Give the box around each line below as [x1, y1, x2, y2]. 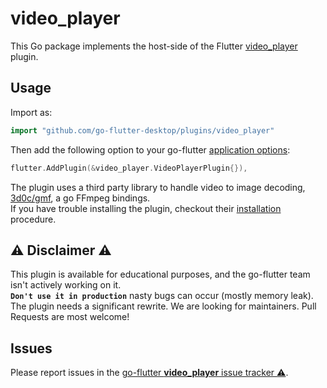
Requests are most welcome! [10, 311, 130, 323]
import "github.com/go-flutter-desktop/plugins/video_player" [10, 125, 275, 136]
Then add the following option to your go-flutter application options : [10, 143, 291, 156]
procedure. [10, 213, 57, 225]
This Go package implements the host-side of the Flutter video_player [10, 40, 298, 52]
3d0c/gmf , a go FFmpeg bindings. [10, 192, 151, 204]
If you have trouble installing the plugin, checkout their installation [10, 202, 282, 214]
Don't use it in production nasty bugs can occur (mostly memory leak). [10, 290, 314, 302]
